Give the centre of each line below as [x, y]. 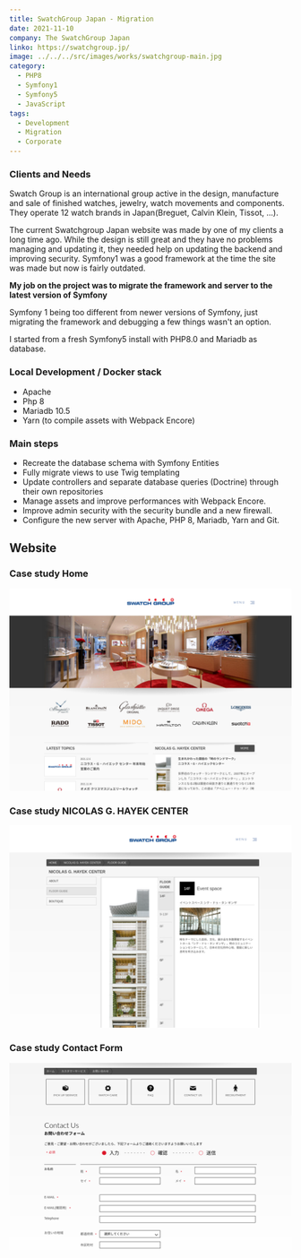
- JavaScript [42, 104]
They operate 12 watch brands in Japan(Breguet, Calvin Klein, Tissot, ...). [144, 213]
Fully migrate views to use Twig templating [101, 472]
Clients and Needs [50, 174]
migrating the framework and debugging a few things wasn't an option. [140, 322]
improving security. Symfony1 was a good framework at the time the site [142, 259]
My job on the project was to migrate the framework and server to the [141, 286]
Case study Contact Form [66, 1048]
